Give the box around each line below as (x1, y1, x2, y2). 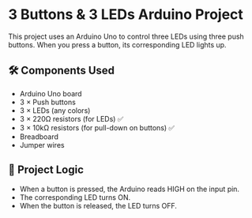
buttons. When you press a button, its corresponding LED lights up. (8, 39, 227, 49)
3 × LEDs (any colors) (19, 105, 91, 115)
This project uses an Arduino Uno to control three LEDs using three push (8, 32, 245, 41)
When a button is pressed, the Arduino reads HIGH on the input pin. (19, 184, 239, 194)
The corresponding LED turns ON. (19, 192, 131, 202)
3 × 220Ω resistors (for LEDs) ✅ (19, 114, 124, 123)
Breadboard (19, 132, 59, 141)
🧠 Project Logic (8, 163, 85, 177)
